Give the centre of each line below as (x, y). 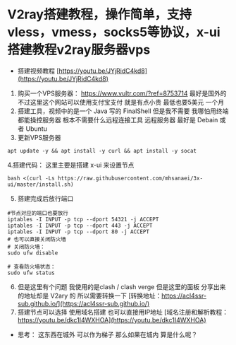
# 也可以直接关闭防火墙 (37, 239)
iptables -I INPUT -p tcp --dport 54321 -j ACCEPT (83, 219)
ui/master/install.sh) (41, 185)
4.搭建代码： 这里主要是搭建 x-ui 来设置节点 (71, 165)
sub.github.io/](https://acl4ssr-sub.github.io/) (83, 303)
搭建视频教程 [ (38, 71)
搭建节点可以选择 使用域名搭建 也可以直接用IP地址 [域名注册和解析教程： (123, 312)
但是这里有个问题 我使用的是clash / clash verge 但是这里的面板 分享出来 (122, 286)
